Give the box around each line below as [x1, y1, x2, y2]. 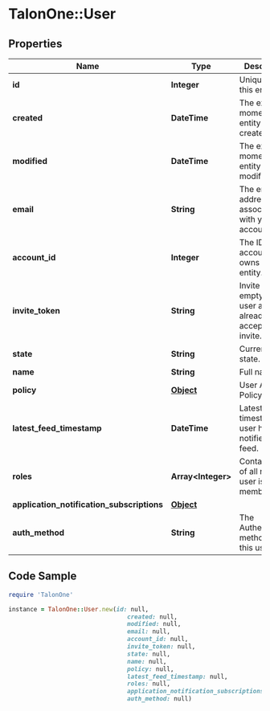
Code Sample [8, 570, 77, 583]
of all [239, 466, 259, 476]
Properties [8, 37, 63, 51]
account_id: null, [127, 635, 189, 644]
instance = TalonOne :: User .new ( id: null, [8, 605, 149, 613]
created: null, [127, 612, 178, 621]
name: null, [127, 657, 167, 665]
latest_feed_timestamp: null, [127, 672, 228, 680]
